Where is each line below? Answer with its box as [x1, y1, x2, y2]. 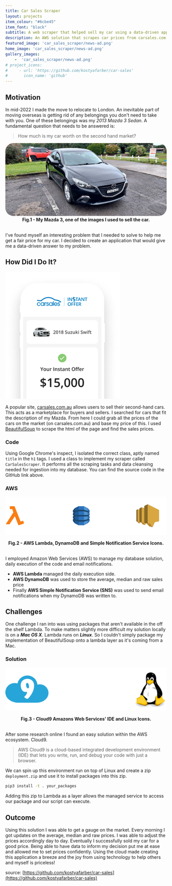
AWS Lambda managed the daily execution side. [12, 570, 116, 577]
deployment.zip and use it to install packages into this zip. [5, 773, 127, 779]
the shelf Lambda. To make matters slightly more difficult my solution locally [5, 626, 166, 632]
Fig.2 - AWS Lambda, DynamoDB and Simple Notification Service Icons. [8, 540, 164, 546]
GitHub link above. [5, 472, 45, 478]
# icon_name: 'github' [5, 73, 68, 79]
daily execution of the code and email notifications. [5, 561, 113, 567]
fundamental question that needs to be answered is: [5, 123, 115, 129]
